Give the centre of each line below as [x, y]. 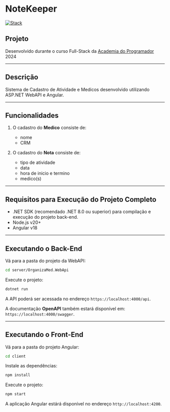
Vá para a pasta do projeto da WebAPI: [46, 261]
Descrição [22, 77]
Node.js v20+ [27, 222]
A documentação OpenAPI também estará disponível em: [65, 308]
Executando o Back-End [44, 248]
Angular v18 [25, 228]
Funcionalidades [32, 115]
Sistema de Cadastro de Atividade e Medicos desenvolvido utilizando [77, 89]
